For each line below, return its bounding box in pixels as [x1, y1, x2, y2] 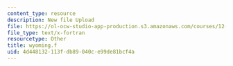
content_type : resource [7, 10, 76, 17]
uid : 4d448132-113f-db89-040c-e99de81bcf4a [7, 49, 135, 56]
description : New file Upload [7, 16, 95, 23]
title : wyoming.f [7, 42, 58, 49]
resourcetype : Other [7, 36, 67, 43]
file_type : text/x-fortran [7, 29, 85, 36]
